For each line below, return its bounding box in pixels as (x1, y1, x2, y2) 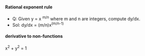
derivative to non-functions (5, 33, 63, 39)
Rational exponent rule (5, 4, 53, 10)
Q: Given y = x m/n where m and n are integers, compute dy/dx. (12, 15, 141, 22)
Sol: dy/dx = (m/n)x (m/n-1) (12, 21, 64, 28)
